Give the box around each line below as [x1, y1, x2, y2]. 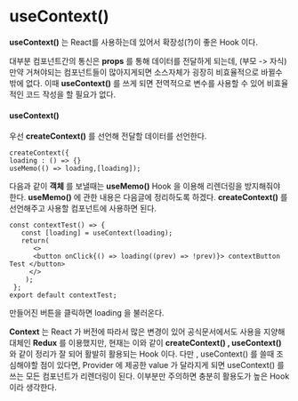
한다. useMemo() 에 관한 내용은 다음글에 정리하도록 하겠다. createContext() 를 [9, 192, 288, 203]
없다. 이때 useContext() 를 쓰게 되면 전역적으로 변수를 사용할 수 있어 [25, 77, 265, 88]
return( [20, 237, 50, 245]
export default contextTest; [9, 291, 117, 300]
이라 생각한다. [9, 382, 58, 393]
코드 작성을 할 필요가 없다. [25, 89, 117, 100]
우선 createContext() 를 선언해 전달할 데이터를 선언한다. [9, 131, 207, 141]
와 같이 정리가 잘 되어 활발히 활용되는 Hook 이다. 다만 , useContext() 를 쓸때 [9, 349, 275, 359]
